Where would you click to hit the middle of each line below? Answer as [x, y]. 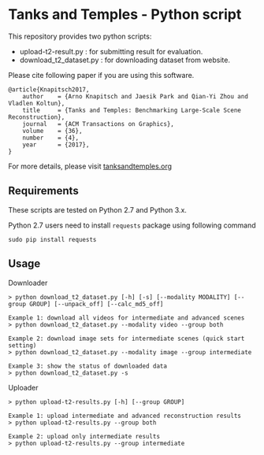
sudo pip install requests [52, 239]
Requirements [43, 191]
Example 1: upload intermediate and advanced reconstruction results [125, 416]
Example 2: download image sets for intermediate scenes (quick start [126, 338]
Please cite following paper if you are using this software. [101, 75]
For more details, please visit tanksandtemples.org [90, 166]
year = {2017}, [56, 144]
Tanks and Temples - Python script [125, 15]
